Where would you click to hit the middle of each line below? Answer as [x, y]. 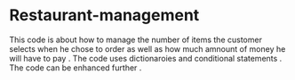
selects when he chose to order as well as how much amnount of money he [147, 48]
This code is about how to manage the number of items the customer [136, 40]
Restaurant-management [104, 15]
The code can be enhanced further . [76, 68]
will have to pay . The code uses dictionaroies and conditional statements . [146, 58]
